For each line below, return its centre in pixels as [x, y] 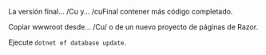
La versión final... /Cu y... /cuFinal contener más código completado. [121, 12]
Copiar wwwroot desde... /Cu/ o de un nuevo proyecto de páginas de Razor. [133, 27]
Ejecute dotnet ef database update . [67, 42]
